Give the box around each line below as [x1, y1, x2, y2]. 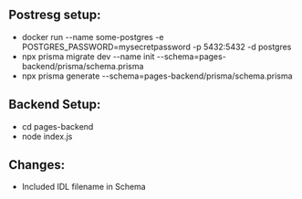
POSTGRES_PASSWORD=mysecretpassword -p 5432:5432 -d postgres [21, 41, 292, 52]
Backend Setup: [8, 97, 101, 112]
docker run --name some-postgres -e [21, 31, 164, 42]
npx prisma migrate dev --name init [21, 50, 155, 62]
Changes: [8, 157, 66, 173]
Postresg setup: [8, 7, 101, 23]
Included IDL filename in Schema [21, 182, 147, 193]
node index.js [21, 131, 73, 141]
